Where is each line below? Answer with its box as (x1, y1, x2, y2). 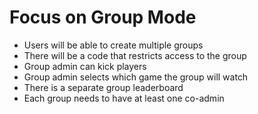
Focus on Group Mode (9, 6, 197, 29)
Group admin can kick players (23, 60, 147, 72)
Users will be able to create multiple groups (23, 39, 204, 51)
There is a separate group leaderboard (23, 81, 184, 93)
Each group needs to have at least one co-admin (23, 92, 225, 104)
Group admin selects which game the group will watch (23, 71, 249, 83)
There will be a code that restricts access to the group (23, 49, 247, 61)
